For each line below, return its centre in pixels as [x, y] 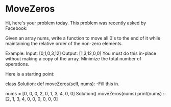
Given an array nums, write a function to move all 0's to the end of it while [83, 38]
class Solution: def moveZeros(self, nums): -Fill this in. [63, 84]
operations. [17, 64]
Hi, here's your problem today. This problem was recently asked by [76, 23]
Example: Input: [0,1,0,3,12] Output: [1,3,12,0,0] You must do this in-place [81, 53]
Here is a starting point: [30, 74]
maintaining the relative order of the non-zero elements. [64, 43]
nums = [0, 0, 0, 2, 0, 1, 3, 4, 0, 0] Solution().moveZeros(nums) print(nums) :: [86, 93]
